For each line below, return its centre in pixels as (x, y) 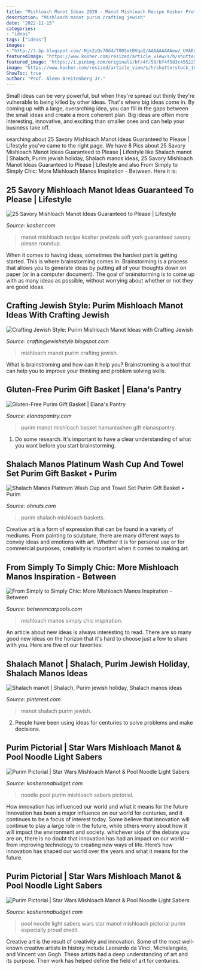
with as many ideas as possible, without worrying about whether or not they (100, 280)
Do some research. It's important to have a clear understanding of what (103, 439)
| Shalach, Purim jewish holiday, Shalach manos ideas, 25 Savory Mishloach (100, 158)
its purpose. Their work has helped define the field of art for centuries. (93, 960)
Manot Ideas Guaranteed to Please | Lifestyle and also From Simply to (92, 165)
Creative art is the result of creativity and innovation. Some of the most (94, 941)
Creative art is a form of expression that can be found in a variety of (90, 529)
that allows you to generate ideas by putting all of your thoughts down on (96, 268)
